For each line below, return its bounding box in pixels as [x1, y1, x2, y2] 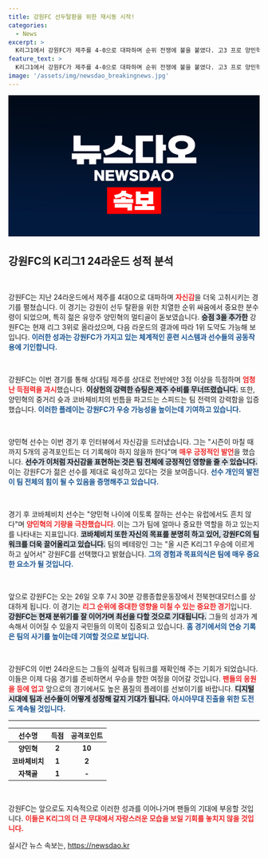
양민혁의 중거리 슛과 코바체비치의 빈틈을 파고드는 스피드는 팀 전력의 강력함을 [8, 395, 245, 405]
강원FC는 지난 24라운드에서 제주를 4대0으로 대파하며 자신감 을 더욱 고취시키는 [8, 292, 250, 302]
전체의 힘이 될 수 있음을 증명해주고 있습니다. [24, 477, 160, 487]
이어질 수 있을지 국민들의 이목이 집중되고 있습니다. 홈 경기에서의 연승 [29, 622, 242, 631]
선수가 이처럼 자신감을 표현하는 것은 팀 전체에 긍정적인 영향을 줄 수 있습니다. [25, 457, 258, 467]
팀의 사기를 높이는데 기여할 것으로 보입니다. [16, 631, 150, 642]
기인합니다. [22, 342, 58, 352]
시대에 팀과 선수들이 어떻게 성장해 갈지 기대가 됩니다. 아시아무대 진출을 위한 [8, 694, 240, 704]
